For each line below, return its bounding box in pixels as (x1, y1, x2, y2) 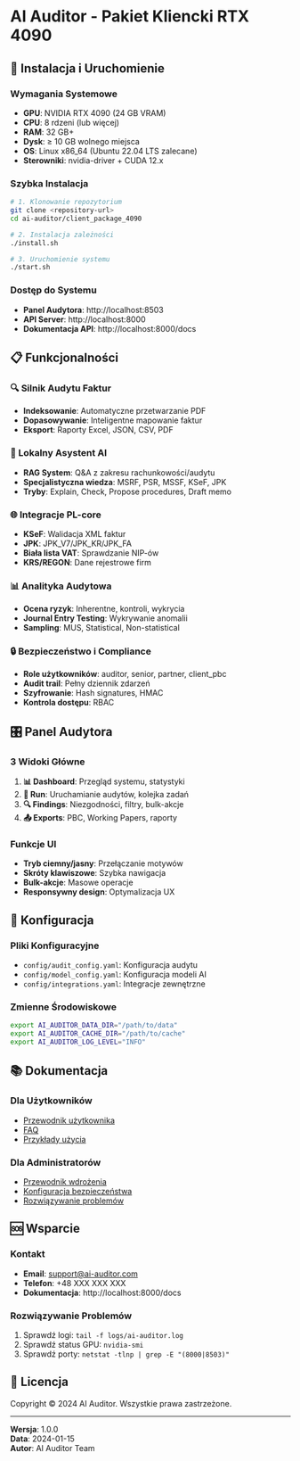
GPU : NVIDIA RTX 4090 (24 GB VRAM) (22, 107, 166, 118)
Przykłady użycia (22, 1134, 86, 1144)
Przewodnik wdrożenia (22, 1176, 108, 1187)
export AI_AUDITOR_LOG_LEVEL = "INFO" (10, 1037, 146, 1047)
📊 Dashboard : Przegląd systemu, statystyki (22, 776, 185, 787)
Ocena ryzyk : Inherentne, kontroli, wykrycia (22, 604, 185, 615)
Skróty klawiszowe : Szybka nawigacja (22, 868, 166, 879)
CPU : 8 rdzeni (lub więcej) (22, 117, 119, 128)
